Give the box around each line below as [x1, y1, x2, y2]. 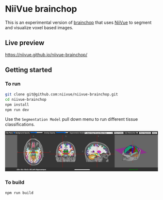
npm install [5, 102, 29, 108]
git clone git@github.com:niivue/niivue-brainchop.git [5, 92, 118, 97]
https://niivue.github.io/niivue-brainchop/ [5, 52, 87, 57]
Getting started [5, 66, 52, 74]
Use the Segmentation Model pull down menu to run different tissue [5, 116, 138, 122]
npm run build [5, 191, 34, 196]
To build [5, 179, 25, 185]
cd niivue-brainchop [5, 97, 47, 102]
